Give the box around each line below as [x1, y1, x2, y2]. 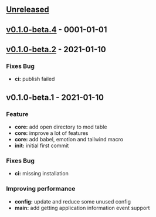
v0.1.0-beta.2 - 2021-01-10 [6, 45, 107, 55]
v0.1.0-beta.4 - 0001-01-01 [6, 25, 107, 35]
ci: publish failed [14, 76, 55, 83]
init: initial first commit [14, 142, 69, 149]
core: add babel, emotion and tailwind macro [14, 136, 124, 143]
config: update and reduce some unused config [14, 198, 131, 205]
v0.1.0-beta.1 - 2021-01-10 [6, 92, 104, 102]
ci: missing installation [14, 170, 69, 177]
